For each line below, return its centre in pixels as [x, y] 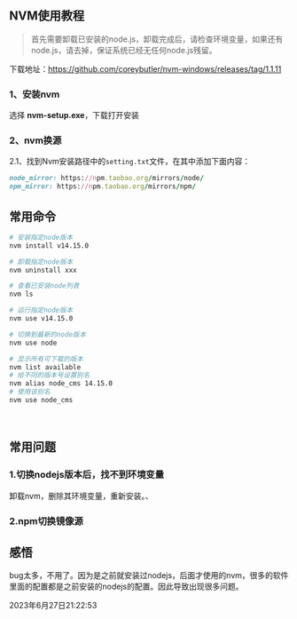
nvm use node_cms [41, 401]
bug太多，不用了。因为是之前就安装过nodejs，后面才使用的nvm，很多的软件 [149, 575]
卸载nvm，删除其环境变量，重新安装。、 [81, 496]
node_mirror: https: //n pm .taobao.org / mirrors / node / [106, 179]
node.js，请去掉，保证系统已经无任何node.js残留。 [124, 50]
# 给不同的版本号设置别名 [50, 376]
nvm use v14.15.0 [41, 319]
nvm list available [45, 367]
